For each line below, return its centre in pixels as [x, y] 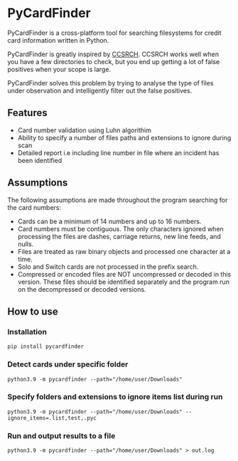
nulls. [26, 244]
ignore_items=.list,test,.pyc [52, 418]
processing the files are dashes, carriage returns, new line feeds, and [119, 236]
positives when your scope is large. [59, 69]
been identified [40, 160]
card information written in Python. [58, 40]
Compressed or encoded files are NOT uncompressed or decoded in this [124, 274]
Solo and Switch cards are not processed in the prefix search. [108, 266]
